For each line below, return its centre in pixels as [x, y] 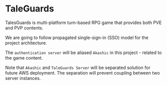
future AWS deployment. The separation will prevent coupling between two [82, 72]
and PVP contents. [24, 27]
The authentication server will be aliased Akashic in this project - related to [83, 52]
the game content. [24, 57]
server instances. [23, 78]
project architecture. [26, 42]
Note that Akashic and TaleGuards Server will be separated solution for [78, 67]
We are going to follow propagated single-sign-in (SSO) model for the [77, 37]
